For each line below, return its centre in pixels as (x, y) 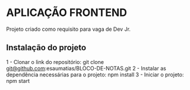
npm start (18, 81)
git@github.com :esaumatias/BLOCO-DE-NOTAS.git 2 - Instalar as (86, 68)
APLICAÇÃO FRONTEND (67, 13)
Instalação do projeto (46, 48)
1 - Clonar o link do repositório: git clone (55, 62)
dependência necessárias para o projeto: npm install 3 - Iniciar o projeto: (95, 75)
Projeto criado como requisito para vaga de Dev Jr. (68, 29)
